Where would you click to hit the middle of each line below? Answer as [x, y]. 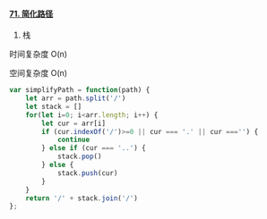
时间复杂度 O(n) [39, 55]
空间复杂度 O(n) [39, 73]
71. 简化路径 [31, 13]
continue [73, 140]
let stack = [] [54, 106]
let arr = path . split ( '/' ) [76, 98]
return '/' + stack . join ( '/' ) [82, 198]
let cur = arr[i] [73, 123]
